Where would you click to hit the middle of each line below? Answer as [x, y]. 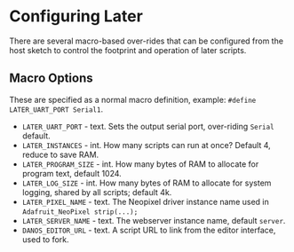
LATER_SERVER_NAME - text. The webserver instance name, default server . [154, 220]
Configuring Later [76, 16]
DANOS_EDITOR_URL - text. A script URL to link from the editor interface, [149, 230]
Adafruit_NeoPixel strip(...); [80, 212]
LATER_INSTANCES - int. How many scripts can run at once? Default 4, [146, 145]
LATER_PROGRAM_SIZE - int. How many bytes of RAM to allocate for [140, 164]
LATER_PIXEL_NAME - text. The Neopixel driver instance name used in [145, 201]
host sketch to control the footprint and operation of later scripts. [128, 50]
